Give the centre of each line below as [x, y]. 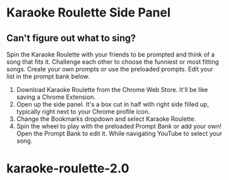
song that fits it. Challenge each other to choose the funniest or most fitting [113, 62]
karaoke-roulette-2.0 [68, 169]
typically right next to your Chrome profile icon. [83, 112]
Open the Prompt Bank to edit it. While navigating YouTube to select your [119, 133]
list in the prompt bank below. [48, 76]
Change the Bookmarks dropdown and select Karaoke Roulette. [106, 119]
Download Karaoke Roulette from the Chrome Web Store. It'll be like [112, 90]
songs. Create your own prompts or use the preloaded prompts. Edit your [110, 69]
